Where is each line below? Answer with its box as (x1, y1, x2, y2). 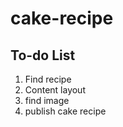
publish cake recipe (24, 105, 107, 117)
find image (24, 95, 70, 106)
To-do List (10, 47, 76, 64)
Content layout (24, 84, 86, 96)
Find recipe (24, 73, 72, 85)
